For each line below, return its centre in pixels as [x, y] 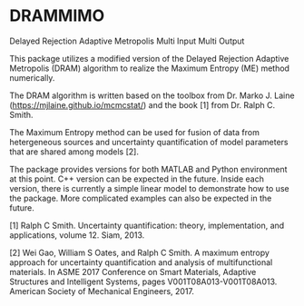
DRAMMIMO [57, 16]
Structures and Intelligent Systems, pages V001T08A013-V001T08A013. [143, 281]
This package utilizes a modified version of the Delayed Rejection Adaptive [149, 58]
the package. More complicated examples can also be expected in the [141, 198]
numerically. [32, 77]
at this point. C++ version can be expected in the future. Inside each [137, 179]
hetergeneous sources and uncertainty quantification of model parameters [149, 142]
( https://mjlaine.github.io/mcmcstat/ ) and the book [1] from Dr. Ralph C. [142, 104]
